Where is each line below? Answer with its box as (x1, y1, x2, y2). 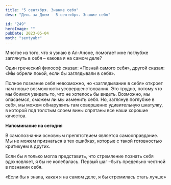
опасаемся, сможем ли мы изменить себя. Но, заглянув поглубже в (5, 96, 155, 102)
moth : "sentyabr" (5, 36, 42, 41)
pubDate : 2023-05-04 (5, 31, 50, 36)
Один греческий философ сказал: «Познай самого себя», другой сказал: (5, 65, 165, 71)
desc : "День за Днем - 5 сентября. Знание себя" (5, 12, 111, 17)
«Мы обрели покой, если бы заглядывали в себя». (5, 70, 115, 76)
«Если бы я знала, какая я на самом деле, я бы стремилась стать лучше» (5, 174, 166, 180)
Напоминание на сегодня (5, 123, 63, 128)
